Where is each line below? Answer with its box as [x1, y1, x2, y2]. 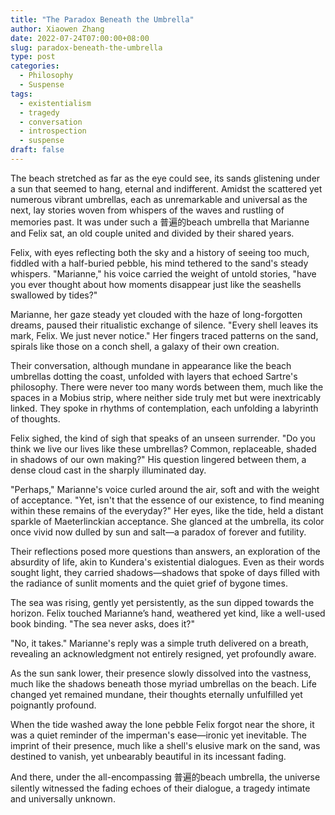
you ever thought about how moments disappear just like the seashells [10, 278, 302, 290]
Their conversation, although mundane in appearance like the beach [10, 359, 292, 371]
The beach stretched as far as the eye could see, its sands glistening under [10, 172, 321, 184]
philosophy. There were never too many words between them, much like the [10, 381, 324, 393]
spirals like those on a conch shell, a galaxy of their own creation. [10, 340, 280, 352]
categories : [10, 61, 60, 71]
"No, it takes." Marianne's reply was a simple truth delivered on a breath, [10, 637, 309, 649]
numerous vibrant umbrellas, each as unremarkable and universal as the [10, 193, 308, 205]
